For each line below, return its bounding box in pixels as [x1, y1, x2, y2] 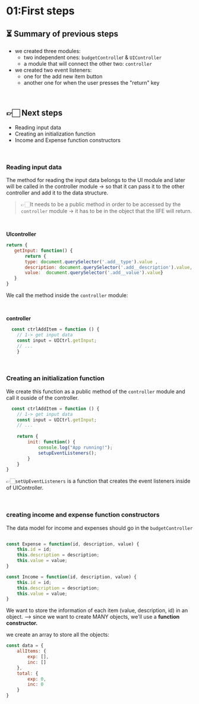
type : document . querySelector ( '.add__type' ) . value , [24, 258, 159, 265]
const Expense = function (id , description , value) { [6, 541, 140, 547]
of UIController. [6, 484, 43, 492]
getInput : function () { [14, 248, 73, 254]
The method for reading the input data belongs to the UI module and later [6, 177, 186, 184]
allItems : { [17, 649, 46, 654]
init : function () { [27, 439, 76, 445]
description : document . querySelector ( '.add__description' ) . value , [24, 264, 193, 270]
